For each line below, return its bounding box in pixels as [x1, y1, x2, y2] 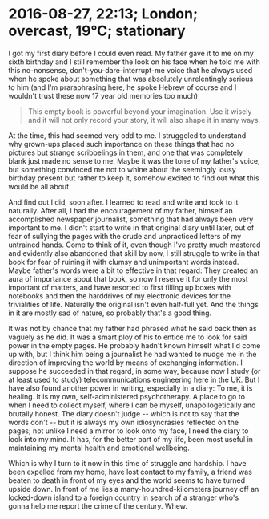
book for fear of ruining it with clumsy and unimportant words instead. [8, 257, 239, 266]
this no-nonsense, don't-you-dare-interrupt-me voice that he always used [8, 65, 253, 75]
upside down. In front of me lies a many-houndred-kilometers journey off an [8, 484, 259, 493]
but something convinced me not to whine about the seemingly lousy [8, 164, 236, 174]
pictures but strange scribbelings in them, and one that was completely [8, 148, 243, 157]
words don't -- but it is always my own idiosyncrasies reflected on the [8, 417, 239, 427]
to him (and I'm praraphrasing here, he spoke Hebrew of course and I [8, 82, 237, 92]
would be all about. [8, 181, 71, 191]
